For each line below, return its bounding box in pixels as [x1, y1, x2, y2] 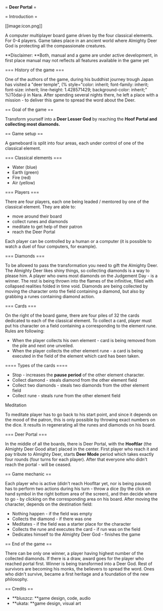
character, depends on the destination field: [5, 501, 92, 507]
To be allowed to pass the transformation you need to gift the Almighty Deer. [5, 263, 158, 268]
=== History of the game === [5, 67, 65, 73]
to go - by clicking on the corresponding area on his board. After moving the [5, 496, 158, 502]
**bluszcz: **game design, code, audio [12, 595, 91, 601]
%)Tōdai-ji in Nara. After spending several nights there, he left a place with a [5, 92, 158, 98]
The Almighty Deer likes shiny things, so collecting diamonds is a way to [5, 268, 150, 273]
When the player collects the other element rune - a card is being [12, 348, 143, 353]
